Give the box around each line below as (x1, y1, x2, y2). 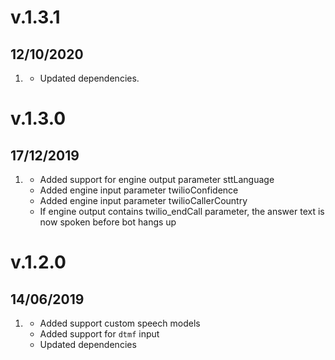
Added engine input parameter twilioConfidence (39, 184, 239, 196)
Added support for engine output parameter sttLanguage (39, 174, 275, 185)
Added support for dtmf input (39, 328, 160, 340)
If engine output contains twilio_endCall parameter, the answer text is (39, 206, 325, 217)
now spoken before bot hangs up (39, 216, 177, 228)
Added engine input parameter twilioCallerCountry (39, 195, 248, 206)
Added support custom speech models (39, 317, 201, 329)
